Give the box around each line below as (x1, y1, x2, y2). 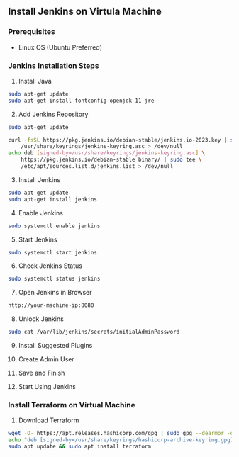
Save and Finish (18, 368, 65, 378)
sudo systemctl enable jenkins (8, 222, 101, 230)
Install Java (18, 77, 52, 85)
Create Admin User (18, 355, 75, 363)
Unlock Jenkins (18, 315, 65, 323)
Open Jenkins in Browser (18, 288, 92, 297)
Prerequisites (8, 27, 55, 37)
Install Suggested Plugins (18, 342, 93, 350)
